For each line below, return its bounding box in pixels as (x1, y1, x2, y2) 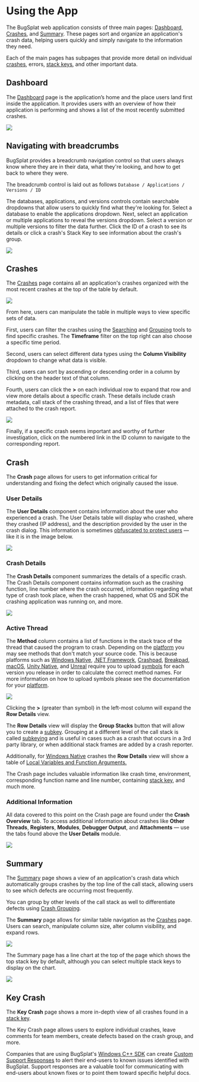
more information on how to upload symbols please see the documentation (6, 676, 190, 683)
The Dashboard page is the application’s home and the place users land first (6, 93, 193, 100)
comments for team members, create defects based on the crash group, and (6, 1033, 194, 1039)
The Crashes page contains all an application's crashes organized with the (6, 279, 189, 286)
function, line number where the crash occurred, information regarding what (6, 585, 193, 592)
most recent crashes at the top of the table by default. (6, 286, 138, 293)
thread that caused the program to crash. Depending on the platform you (6, 643, 185, 651)
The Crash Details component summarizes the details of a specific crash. (6, 572, 187, 580)
